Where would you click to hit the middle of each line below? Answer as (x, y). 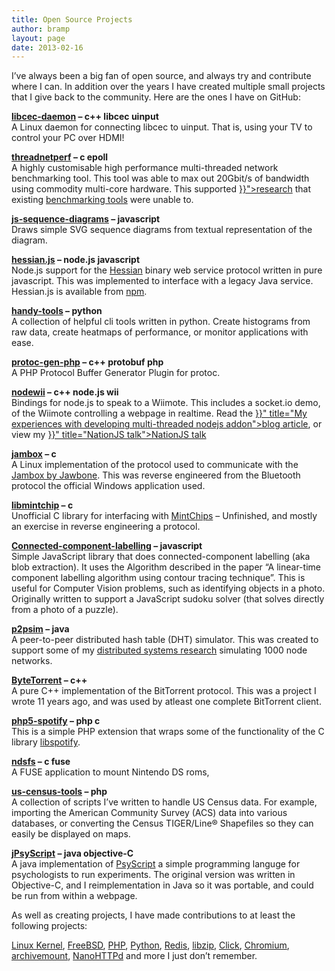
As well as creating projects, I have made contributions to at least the (153, 915)
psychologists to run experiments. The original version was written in (153, 875)
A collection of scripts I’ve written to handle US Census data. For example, (164, 802)
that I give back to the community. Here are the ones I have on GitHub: (156, 97)
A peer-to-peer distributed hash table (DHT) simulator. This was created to (165, 640)
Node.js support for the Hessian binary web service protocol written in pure (167, 270)
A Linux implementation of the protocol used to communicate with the (155, 465)
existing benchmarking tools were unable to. (102, 200)
